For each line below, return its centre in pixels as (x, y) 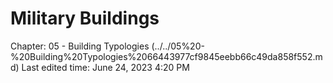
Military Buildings (85, 18)
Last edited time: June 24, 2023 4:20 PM (105, 67)
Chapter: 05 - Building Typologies (80, 46)
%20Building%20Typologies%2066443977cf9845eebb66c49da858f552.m (166, 56)
